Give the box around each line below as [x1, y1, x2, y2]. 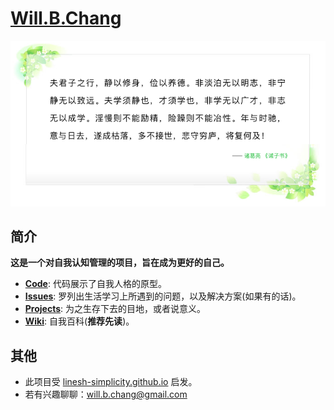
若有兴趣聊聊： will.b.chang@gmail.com [24, 388, 188, 401]
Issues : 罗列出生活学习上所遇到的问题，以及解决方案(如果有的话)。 [24, 290, 302, 302]
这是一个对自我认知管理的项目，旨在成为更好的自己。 [10, 257, 230, 269]
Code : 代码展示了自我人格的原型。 [24, 278, 167, 290]
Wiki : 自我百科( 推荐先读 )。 [24, 315, 135, 327]
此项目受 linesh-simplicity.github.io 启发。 [24, 376, 198, 388]
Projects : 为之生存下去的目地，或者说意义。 [24, 303, 207, 315]
